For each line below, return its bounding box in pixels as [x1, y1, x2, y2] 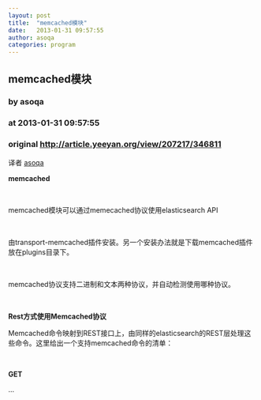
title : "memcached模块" [8, 19, 88, 27]
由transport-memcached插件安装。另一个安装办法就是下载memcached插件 [8, 237, 253, 247]
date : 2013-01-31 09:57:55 [8, 26, 104, 34]
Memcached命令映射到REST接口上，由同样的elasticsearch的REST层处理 [8, 328, 244, 338]
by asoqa [8, 96, 45, 108]
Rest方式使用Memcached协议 [8, 311, 107, 321]
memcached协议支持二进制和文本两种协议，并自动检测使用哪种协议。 [8, 279, 235, 289]
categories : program [8, 41, 76, 49]
